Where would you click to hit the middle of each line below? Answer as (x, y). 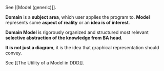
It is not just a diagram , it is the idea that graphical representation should (82, 47)
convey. (14, 53)
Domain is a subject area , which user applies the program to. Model (78, 17)
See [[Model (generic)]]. (31, 7)
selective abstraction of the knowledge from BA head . (64, 38)
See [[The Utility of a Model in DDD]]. (45, 63)
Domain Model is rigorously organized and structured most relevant (77, 32)
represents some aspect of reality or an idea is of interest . (68, 23)
